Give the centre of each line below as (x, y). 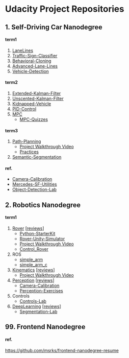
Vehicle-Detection (30, 71)
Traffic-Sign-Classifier (35, 55)
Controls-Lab (33, 301)
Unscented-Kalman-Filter (38, 98)
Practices (29, 152)
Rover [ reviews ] (28, 228)
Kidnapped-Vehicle (32, 103)
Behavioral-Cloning (32, 61)
